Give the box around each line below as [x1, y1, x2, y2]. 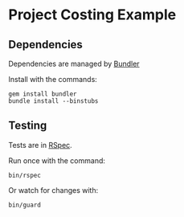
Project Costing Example [8, 6, 177, 24]
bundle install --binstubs [8, 97, 99, 105]
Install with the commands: [8, 75, 98, 84]
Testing [8, 119, 47, 133]
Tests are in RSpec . [8, 140, 72, 149]
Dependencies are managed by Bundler [8, 59, 140, 68]
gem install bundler [8, 90, 78, 98]
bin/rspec [8, 171, 42, 179]
